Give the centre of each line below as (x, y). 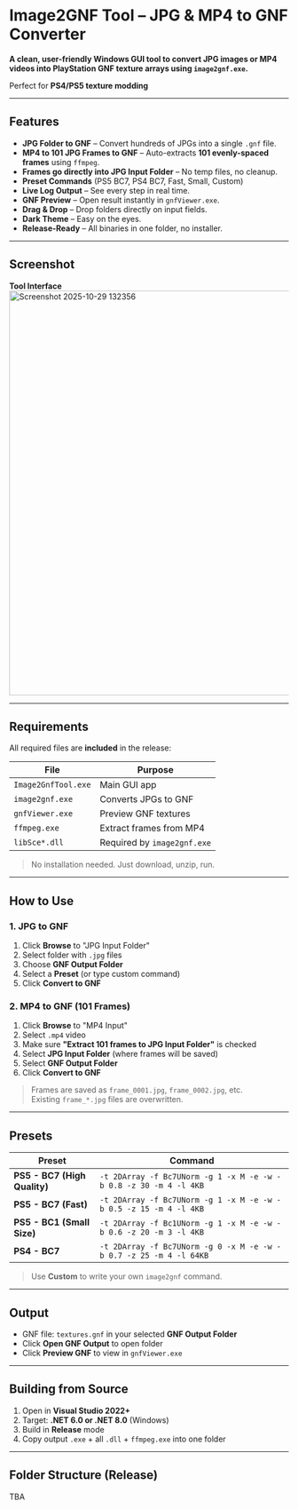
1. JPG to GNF (39, 926)
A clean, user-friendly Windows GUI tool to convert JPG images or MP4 (143, 59)
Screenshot (42, 264)
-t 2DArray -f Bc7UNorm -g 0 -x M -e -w (185, 1247)
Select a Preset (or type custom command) (101, 974)
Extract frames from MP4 (153, 829)
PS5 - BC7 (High (50, 1176)
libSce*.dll (39, 843)
